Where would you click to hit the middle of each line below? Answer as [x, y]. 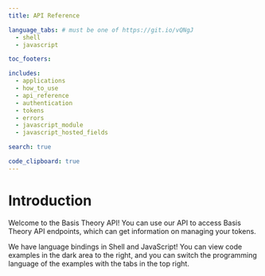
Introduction [50, 200]
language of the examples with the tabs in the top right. [99, 263]
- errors [30, 118]
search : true [30, 147]
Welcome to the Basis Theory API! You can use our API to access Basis [125, 223]
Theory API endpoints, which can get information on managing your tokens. [132, 231]
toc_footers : [30, 59]
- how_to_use [37, 88]
